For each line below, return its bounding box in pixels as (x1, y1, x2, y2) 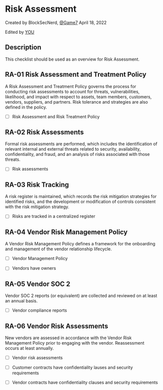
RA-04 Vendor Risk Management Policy (5, 228, 128, 236)
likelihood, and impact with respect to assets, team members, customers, (5, 94, 152, 100)
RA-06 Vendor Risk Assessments (5, 322, 109, 330)
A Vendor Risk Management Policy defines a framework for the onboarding (5, 241, 156, 247)
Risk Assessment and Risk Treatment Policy (12, 113, 100, 119)
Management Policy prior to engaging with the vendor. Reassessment (5, 340, 145, 346)
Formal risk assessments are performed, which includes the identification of (5, 141, 158, 147)
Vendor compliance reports (12, 307, 67, 313)
